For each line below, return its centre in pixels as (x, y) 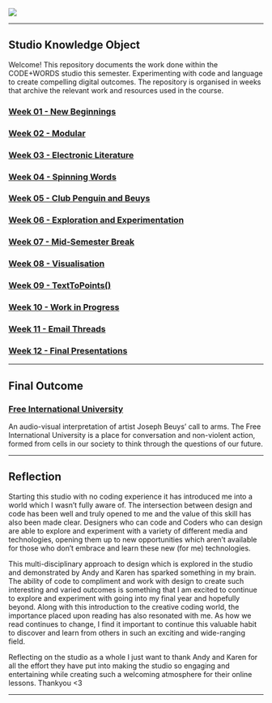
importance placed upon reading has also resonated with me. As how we (130, 615)
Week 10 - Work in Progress (64, 307)
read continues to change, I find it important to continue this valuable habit (133, 624)
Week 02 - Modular (47, 133)
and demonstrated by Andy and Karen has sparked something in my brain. (132, 572)
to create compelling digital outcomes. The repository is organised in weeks (135, 82)
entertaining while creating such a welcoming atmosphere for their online (130, 674)
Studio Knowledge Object (74, 45)
